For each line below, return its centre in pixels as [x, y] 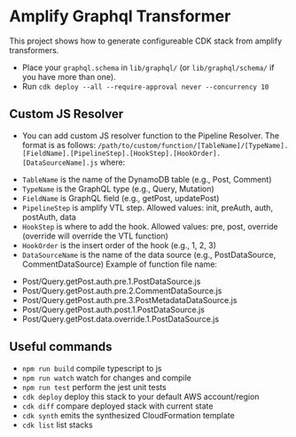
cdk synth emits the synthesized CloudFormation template [128, 415]
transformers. [34, 50]
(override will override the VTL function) [95, 236]
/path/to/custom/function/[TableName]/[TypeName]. [193, 145]
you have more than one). [69, 76]
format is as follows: [58, 144]
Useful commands [61, 347]
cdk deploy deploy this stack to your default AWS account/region [140, 396]
